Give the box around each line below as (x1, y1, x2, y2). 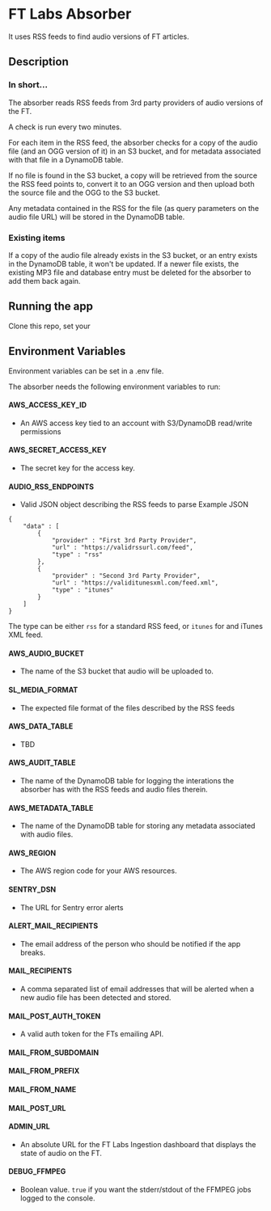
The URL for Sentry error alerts (19, 902, 124, 912)
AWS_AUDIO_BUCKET (8, 648, 85, 658)
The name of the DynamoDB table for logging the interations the (19, 775, 235, 785)
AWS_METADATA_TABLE (8, 803, 94, 812)
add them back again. (8, 276, 81, 285)
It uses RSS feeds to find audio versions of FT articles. (8, 32, 189, 41)
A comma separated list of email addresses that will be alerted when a (19, 984, 255, 994)
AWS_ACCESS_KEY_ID (8, 400, 87, 410)
